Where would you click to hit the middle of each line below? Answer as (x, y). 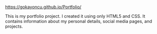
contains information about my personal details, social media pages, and (79, 21)
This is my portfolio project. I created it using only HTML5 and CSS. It (75, 16)
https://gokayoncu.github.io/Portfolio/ (43, 7)
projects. (14, 26)
